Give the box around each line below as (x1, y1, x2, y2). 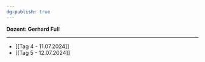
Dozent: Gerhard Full (6, 25, 60, 33)
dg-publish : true (6, 8, 51, 15)
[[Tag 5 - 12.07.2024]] (15, 49, 70, 56)
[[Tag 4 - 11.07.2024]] (15, 43, 70, 50)
